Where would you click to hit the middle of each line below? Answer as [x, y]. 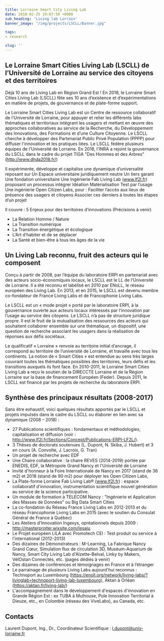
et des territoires [31, 81]
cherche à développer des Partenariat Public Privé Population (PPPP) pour [80, 138]
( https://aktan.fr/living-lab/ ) [40, 586]
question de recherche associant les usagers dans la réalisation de [72, 331]
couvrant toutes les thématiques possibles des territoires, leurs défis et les [80, 361]
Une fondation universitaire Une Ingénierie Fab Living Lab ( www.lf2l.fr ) [76, 179]
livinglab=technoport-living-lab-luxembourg [57, 580]
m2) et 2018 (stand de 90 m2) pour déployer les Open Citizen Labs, [80, 476]
